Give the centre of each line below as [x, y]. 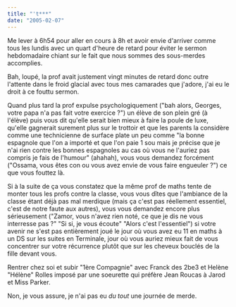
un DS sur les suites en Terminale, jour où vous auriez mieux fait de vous [113, 238]
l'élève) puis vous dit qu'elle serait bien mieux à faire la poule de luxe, [108, 120]
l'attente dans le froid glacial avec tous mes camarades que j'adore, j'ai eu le [119, 84]
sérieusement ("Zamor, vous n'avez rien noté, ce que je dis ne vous [105, 216]
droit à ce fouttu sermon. [43, 92]
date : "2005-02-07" [36, 20]
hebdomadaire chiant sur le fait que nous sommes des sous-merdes [106, 55]
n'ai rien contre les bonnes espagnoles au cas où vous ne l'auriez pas [108, 150]
